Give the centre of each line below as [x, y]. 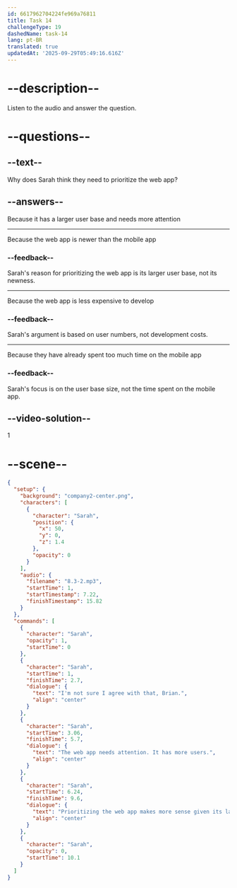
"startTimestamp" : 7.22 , [62, 595]
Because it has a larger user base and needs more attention [94, 219]
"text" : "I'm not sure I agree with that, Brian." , [110, 693]
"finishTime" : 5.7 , [54, 739]
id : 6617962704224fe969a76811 [52, 14]
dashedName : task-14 [38, 34]
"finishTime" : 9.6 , [54, 799]
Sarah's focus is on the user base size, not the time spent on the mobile [111, 388]
